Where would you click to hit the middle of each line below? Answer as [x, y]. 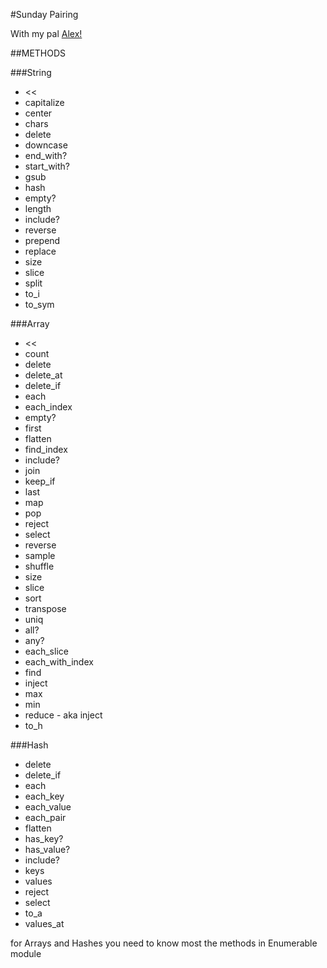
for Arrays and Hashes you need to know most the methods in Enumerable [164, 943]
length [38, 208]
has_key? [44, 838]
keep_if [40, 481]
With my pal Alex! [46, 33]
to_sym [39, 304]
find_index [46, 449]
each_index [48, 407]
